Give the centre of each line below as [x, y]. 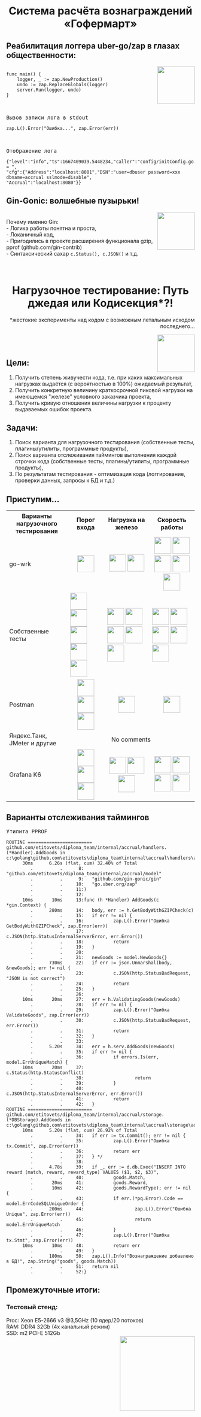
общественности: [41, 55]
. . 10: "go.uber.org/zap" [84, 884]
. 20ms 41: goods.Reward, [89, 1183]
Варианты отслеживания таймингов [78, 817]
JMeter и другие [33, 744]
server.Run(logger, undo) [49, 90]
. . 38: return [91, 1078]
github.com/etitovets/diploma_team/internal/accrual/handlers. [87, 848]
